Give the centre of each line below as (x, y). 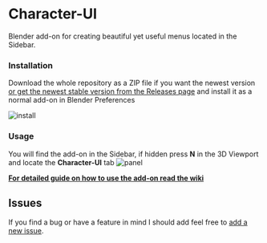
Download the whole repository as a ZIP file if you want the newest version (132, 83)
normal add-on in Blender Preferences (72, 100)
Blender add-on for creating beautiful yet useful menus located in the (123, 36)
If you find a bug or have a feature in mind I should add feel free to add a (128, 222)
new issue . (26, 231)
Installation (31, 65)
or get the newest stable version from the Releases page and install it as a (130, 91)
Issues (25, 202)
